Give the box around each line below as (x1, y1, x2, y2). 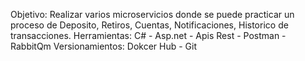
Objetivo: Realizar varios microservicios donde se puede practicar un (10, 9, 295, 20)
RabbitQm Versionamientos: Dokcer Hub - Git (10, 40, 198, 52)
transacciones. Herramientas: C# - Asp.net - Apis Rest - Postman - (10, 30, 287, 41)
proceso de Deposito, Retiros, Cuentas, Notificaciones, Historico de (10, 19, 289, 31)
